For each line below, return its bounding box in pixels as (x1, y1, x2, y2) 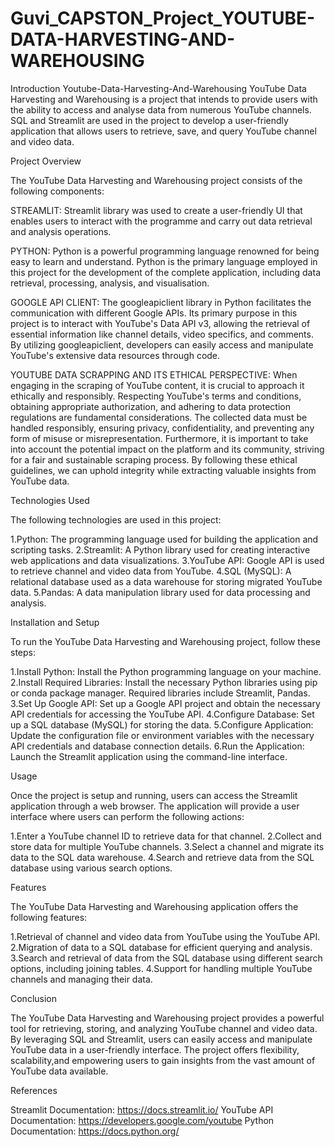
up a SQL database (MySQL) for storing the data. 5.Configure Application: (10, 718, 314, 731)
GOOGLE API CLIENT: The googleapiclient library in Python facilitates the (10, 296, 312, 308)
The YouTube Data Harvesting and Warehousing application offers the (10, 900, 299, 912)
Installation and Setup (10, 616, 100, 628)
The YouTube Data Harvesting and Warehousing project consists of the (10, 174, 303, 186)
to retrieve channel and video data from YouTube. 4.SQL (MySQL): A (10, 565, 292, 577)
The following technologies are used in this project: (10, 513, 222, 526)
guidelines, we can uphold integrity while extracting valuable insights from (10, 464, 317, 476)
